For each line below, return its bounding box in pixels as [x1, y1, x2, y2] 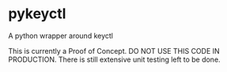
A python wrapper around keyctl [8, 31, 113, 40]
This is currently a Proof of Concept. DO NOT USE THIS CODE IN [8, 46, 220, 55]
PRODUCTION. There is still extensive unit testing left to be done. [8, 55, 221, 64]
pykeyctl [8, 5, 66, 23]
